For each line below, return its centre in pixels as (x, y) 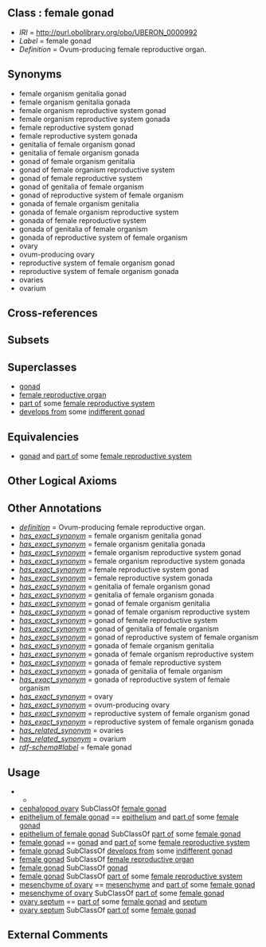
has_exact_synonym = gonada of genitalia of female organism (121, 671)
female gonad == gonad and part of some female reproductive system (134, 843)
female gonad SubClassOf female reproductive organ (106, 859)
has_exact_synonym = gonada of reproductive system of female (124, 679)
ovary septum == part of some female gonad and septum (113, 902)
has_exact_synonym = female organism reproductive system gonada (132, 562)
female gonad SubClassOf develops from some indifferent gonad (125, 851)
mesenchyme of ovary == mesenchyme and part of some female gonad (137, 885)
